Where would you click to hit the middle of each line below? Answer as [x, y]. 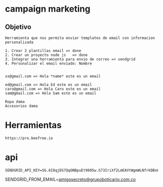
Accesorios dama [21, 106]
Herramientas [33, 125]
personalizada [19, 42]
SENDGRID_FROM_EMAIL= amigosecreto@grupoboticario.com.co [70, 179]
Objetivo [18, 27]
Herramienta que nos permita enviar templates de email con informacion [80, 38]
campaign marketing [48, 9]
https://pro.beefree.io [29, 138]
